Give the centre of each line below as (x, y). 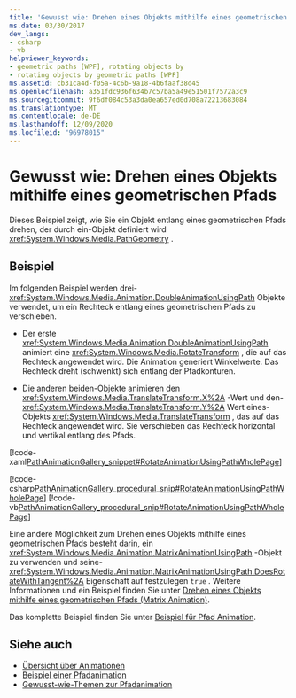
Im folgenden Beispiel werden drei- (73, 288)
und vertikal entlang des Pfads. (78, 435)
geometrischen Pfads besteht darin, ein (81, 543)
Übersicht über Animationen (74, 666)
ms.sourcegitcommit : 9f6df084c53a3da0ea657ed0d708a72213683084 (129, 100)
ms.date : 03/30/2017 (47, 26)
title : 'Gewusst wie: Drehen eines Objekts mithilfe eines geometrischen (148, 17)
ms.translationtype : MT (53, 108)
